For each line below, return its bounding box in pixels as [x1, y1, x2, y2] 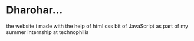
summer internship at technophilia [6, 28, 89, 35]
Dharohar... [6, 3, 63, 17]
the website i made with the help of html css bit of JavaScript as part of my [6, 23, 189, 29]
